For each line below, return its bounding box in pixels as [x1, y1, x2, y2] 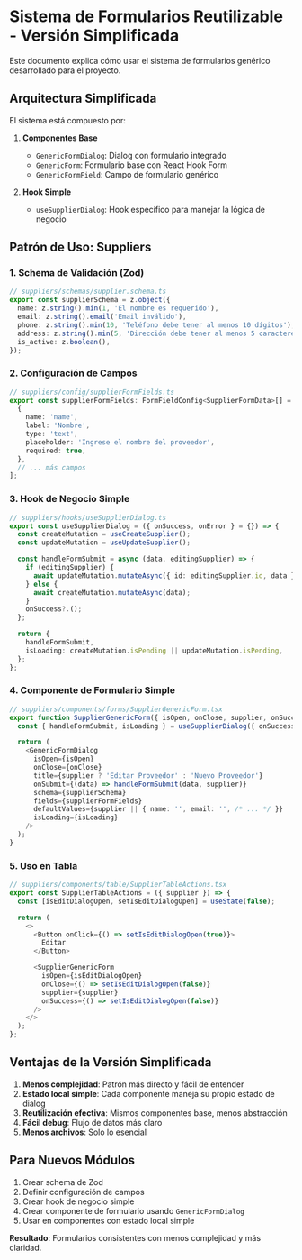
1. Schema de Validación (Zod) [9, 267, 145, 279]
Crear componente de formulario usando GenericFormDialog [22, 1205, 244, 1216]
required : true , [25, 446, 87, 455]
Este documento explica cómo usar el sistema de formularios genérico [9, 55, 271, 66]
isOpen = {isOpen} [32, 754, 94, 763]
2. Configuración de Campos [9, 367, 138, 379]
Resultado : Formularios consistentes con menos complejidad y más [9, 1232, 262, 1243]
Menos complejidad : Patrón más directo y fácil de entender [22, 1079, 244, 1090]
